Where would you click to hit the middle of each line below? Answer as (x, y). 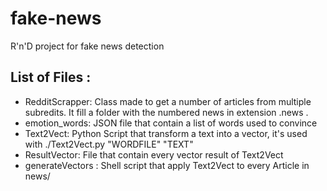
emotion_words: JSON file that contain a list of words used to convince (171, 123)
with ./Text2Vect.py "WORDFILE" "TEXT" (109, 144)
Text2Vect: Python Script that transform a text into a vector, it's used (166, 133)
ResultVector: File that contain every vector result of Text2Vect (154, 154)
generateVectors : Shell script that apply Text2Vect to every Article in (167, 165)
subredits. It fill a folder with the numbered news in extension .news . (166, 112)
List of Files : (51, 77)
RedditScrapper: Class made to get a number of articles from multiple (168, 101)
